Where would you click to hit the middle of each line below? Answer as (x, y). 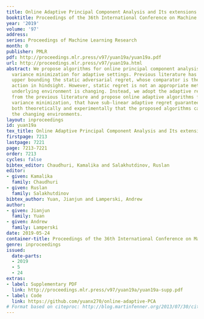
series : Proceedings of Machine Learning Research (72, 40)
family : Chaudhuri (35, 182)
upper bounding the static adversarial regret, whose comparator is (100, 80)
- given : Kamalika (29, 177)
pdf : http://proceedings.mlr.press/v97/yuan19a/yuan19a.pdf (84, 57)
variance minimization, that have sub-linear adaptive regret (92, 102)
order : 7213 (21, 154)
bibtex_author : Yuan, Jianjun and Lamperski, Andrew (74, 199)
